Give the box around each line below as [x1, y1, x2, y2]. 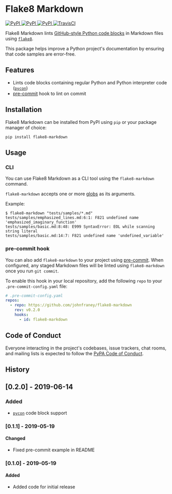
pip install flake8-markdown [5, 134, 68, 139]
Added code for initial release [12, 484, 75, 490]
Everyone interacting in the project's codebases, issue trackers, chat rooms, [5, 345, 167, 351]
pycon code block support [12, 410, 67, 416]
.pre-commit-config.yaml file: [5, 283, 68, 289]
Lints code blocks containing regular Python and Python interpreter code [12, 79, 167, 85]
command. [5, 181, 28, 187]
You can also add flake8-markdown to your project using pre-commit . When [5, 257, 164, 263]
